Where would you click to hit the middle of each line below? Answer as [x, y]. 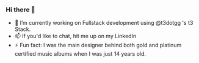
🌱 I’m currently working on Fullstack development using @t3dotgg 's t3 [104, 23]
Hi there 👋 [21, 10]
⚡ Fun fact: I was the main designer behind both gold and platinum [98, 45]
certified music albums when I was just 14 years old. [80, 54]
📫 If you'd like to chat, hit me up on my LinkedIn [75, 36]
